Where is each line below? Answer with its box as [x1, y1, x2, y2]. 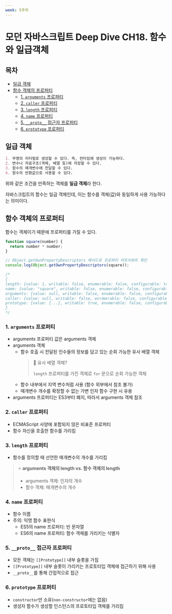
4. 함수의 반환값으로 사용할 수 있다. [5, 171, 73, 176]
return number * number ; [10, 244, 63, 249]
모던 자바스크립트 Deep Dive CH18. [5, 31, 148, 43]
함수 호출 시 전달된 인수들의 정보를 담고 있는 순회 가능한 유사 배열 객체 [20, 349, 160, 355]
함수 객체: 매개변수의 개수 [25, 484, 77, 490]
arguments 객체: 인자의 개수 [25, 477, 82, 483]
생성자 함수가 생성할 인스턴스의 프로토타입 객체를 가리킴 [12, 603, 124, 609]
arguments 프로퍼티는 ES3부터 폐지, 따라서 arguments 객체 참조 [12, 394, 143, 401]
